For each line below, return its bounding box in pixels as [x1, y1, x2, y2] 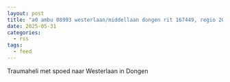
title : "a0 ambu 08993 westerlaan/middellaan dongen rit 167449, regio [7, 16, 216, 23]
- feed [13, 49, 32, 55]
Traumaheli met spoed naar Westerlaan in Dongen [7, 66, 149, 75]
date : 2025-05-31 [7, 23, 57, 29]
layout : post [7, 10, 44, 17]
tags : [7, 42, 23, 49]
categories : [7, 29, 41, 36]
